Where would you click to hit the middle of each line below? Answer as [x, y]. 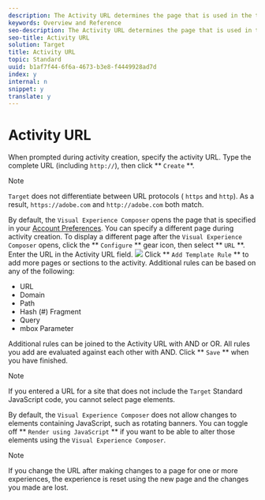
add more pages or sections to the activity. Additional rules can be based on [132, 263]
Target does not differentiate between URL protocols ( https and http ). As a [131, 196]
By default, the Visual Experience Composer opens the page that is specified [132, 220]
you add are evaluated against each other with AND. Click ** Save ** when [129, 352]
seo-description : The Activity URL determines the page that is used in [130, 30]
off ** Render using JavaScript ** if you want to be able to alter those [121, 432]
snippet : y [26, 89]
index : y [22, 74]
